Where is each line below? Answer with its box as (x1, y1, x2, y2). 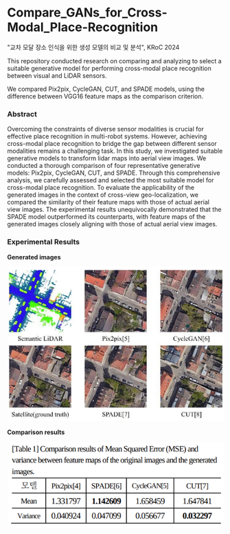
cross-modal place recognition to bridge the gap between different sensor (7, 140, 218, 148)
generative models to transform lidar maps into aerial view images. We (7, 154, 207, 162)
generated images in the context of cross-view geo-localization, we (7, 191, 199, 199)
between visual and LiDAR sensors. (7, 71, 107, 80)
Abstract (7, 109, 38, 118)
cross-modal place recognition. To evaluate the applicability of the (7, 184, 195, 192)
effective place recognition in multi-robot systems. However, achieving (7, 132, 207, 140)
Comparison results (7, 428, 65, 436)
